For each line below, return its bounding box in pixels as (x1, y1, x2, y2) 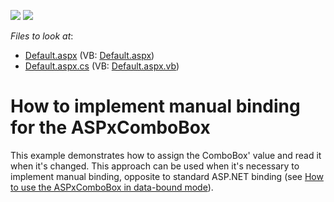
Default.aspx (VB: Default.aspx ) (24, 50, 155, 61)
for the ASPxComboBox (10, 116, 211, 139)
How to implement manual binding (10, 95, 301, 118)
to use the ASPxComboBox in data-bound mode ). (10, 181, 214, 193)
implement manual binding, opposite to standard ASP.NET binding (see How (10, 170, 324, 182)
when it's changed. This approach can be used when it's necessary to (10, 160, 300, 172)
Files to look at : (10, 30, 74, 42)
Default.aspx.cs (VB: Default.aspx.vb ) (24, 60, 180, 72)
